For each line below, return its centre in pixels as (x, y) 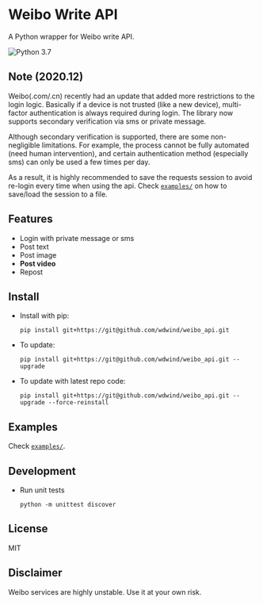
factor (18, 113)
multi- (232, 104)
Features (30, 219)
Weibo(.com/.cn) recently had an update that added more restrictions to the (131, 96)
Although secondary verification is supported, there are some (109, 136)
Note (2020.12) (46, 77)
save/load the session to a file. (58, 194)
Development (42, 471)
